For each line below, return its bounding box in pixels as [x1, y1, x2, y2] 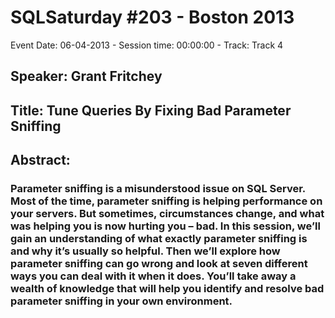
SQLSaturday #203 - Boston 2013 [10, 6, 295, 29]
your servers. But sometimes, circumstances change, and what [10, 207, 325, 221]
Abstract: [10, 152, 71, 169]
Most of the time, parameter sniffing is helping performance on [10, 194, 323, 208]
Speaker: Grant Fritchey [10, 68, 163, 85]
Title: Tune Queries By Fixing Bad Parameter [10, 102, 292, 119]
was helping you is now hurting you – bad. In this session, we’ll [10, 219, 321, 233]
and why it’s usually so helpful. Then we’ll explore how [10, 244, 281, 258]
